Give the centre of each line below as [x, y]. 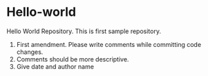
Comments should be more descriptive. [73, 59]
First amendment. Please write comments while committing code [109, 44]
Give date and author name [55, 66]
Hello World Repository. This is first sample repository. [84, 31]
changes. [30, 52]
